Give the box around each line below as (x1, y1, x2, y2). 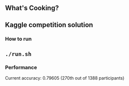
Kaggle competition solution (5, 21, 93, 29)
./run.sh (5, 51, 32, 58)
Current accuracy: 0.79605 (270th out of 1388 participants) (5, 75, 125, 81)
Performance (5, 64, 38, 71)
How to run (5, 35, 32, 42)
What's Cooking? (5, 4, 59, 12)
